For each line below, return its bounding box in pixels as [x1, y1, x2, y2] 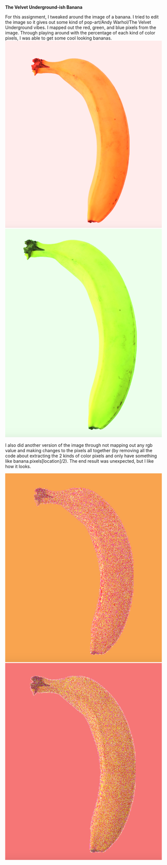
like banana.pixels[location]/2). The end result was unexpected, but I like [5, 458, 154, 464]
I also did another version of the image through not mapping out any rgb [5, 442, 153, 448]
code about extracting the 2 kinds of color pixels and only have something [5, 453, 158, 459]
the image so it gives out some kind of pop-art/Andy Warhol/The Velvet [5, 19, 152, 25]
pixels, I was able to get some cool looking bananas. [5, 35, 112, 41]
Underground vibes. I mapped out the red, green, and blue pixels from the [5, 24, 157, 30]
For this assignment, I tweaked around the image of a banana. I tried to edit [5, 14, 159, 19]
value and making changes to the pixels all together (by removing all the [5, 447, 153, 453]
